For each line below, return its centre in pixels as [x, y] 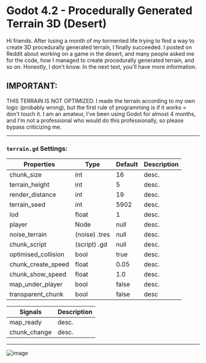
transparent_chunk [36, 294]
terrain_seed [28, 205]
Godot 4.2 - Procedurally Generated [100, 11]
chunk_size [25, 175]
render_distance [33, 195]
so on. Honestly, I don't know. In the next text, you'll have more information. [102, 67]
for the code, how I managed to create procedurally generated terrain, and [100, 60]
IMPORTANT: [32, 86]
